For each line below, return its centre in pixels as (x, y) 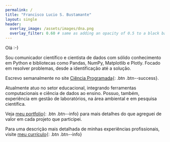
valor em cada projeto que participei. (44, 119)
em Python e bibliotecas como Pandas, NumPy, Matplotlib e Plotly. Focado (83, 63)
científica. (16, 104)
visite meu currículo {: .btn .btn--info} (44, 134)
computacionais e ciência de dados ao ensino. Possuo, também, (72, 93)
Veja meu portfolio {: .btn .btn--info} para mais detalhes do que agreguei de (83, 114)
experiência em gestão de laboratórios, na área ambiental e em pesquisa (81, 99)
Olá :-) (12, 48)
